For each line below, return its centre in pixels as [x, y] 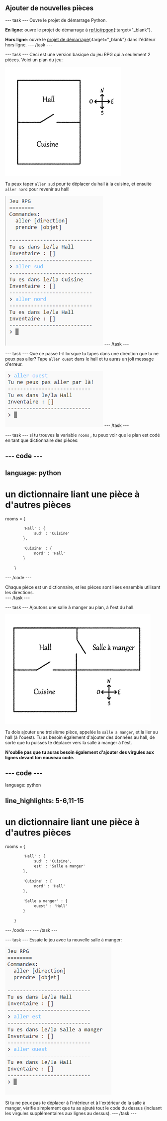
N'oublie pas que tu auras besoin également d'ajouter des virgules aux [80, 752]
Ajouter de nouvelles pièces [49, 8]
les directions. [20, 592]
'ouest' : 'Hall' [50, 906]
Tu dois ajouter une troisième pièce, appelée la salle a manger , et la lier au [82, 732]
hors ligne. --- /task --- [29, 45]
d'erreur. [14, 364]
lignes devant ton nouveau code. [40, 757]
